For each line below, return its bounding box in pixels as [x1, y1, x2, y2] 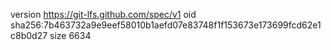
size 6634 [49, 30, 92, 41]
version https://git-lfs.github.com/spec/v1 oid [10, 9, 197, 20]
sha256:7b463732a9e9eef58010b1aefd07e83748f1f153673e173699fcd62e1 [10, 19, 322, 31]
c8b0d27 [10, 30, 48, 41]
